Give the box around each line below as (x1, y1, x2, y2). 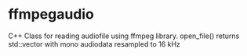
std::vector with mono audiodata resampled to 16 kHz (8, 39, 180, 48)
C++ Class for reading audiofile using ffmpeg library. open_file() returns (8, 31, 240, 40)
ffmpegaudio (8, 5, 94, 23)
